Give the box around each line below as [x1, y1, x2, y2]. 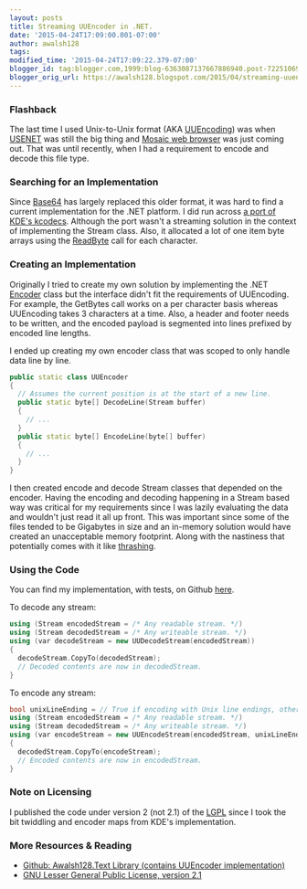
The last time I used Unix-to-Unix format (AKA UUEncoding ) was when [9, 124, 276, 135]
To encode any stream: [9, 687, 96, 698]
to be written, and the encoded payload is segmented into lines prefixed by [9, 317, 292, 329]
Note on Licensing [9, 786, 92, 799]
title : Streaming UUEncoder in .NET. [9, 22, 153, 31]
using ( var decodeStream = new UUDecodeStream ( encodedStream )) [9, 637, 256, 646]
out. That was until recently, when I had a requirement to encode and [9, 143, 270, 154]
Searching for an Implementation [9, 175, 159, 188]
